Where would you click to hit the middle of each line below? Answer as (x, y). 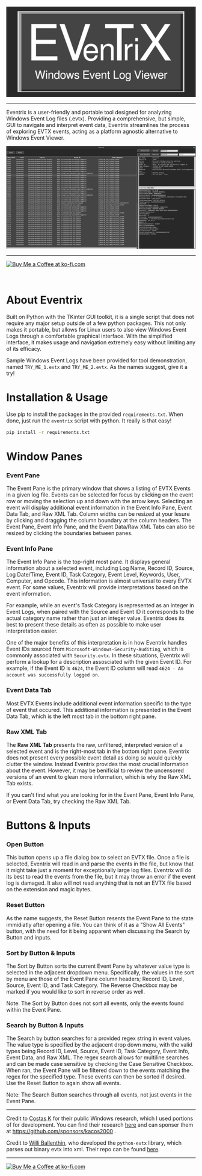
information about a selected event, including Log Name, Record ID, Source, (100, 568)
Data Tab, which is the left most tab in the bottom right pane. (81, 716)
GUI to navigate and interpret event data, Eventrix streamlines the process (98, 125)
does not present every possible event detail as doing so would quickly (94, 757)
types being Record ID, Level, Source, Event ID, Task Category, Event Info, (98, 1051)
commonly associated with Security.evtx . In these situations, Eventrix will (98, 655)
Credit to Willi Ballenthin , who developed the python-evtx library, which (94, 1143)
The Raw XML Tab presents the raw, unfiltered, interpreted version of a (95, 744)
